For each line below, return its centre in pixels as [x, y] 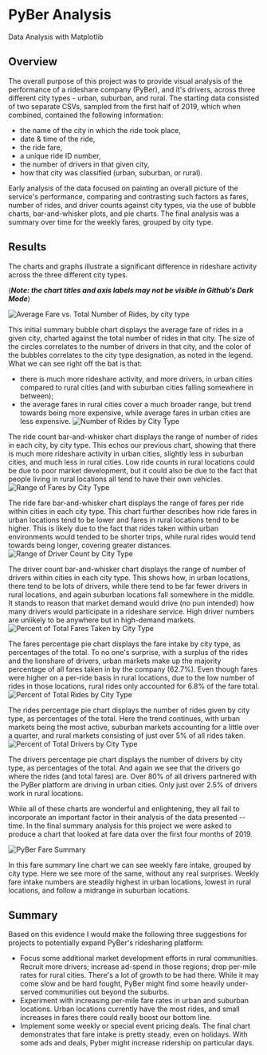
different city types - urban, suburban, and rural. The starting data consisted [134, 98]
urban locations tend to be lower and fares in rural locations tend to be [124, 520]
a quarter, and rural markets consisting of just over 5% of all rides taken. [127, 735]
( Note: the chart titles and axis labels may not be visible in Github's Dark [131, 290]
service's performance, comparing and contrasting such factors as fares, [128, 196]
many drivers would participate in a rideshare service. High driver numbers [132, 611]
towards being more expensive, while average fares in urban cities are [135, 413]
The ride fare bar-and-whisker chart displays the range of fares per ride [126, 503]
